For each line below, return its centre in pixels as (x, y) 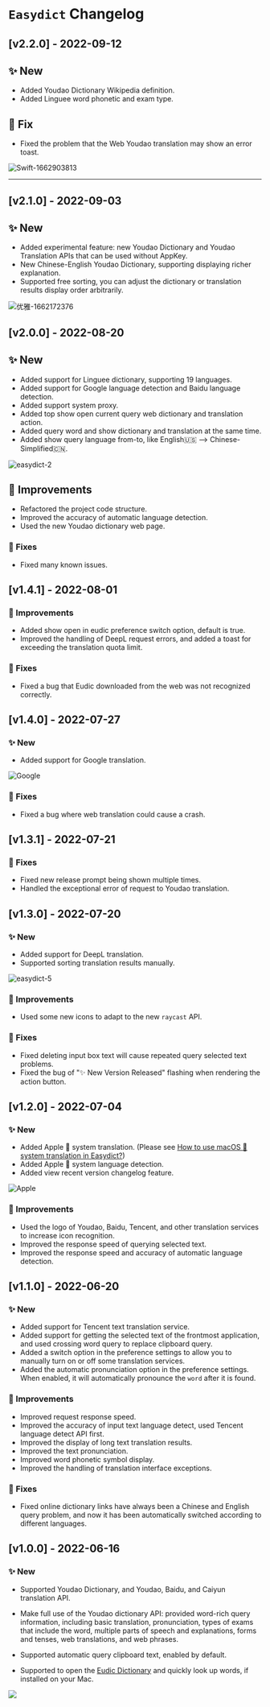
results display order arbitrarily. (72, 290)
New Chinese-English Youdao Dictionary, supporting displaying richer (135, 265)
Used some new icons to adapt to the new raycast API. (111, 1017)
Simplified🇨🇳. (44, 448)
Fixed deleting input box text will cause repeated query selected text (133, 1055)
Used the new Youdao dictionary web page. (92, 526)
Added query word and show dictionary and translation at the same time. (141, 431)
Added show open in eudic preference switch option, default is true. (133, 630)
